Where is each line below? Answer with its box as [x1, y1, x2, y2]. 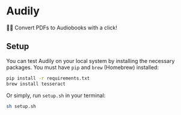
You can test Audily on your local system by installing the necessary [6, 57, 175, 64]
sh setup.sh [6, 103, 36, 109]
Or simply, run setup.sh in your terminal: [6, 92, 106, 99]
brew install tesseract [6, 81, 66, 87]
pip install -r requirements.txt [6, 75, 90, 81]
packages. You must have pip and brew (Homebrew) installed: [6, 63, 159, 71]
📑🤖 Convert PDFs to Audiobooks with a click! [6, 24, 117, 31]
